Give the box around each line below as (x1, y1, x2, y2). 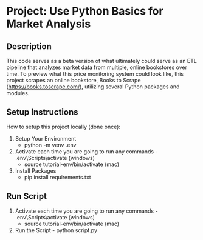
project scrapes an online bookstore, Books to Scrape (6, 77, 141, 84)
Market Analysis (6, 17, 91, 31)
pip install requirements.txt (24, 173, 91, 181)
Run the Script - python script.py (15, 226, 97, 234)
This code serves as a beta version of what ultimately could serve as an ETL (6, 58, 198, 64)
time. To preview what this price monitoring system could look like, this (6, 70, 184, 77)
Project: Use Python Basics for (6, 4, 163, 18)
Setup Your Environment (15, 135, 77, 142)
